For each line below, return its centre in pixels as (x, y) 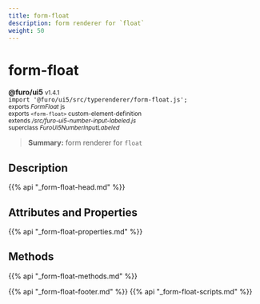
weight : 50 (26, 30)
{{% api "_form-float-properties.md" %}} (76, 231)
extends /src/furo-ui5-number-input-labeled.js (72, 121)
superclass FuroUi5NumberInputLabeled (64, 128)
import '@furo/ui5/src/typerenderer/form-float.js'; (98, 100)
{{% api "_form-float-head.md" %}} (67, 187)
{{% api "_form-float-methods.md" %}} (73, 276)
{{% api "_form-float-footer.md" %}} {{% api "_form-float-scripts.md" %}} (130, 291)
